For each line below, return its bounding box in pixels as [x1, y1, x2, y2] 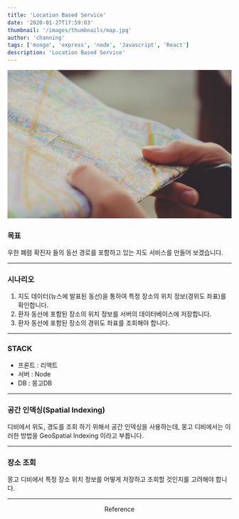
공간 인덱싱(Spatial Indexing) [7, 405, 105, 415]
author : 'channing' [7, 34, 65, 41]
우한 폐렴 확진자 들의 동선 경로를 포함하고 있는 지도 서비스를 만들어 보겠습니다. [7, 248, 224, 257]
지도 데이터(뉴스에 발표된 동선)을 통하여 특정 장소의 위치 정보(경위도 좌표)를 [17, 292, 226, 301]
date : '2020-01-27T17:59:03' [7, 19, 94, 26]
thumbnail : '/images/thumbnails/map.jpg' [7, 26, 132, 34]
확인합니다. [17, 301, 49, 309]
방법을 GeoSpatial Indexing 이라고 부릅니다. [20, 431, 144, 440]
